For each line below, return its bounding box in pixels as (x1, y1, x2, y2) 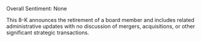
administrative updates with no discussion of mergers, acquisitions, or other (6, 23, 195, 30)
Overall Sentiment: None (6, 5, 68, 12)
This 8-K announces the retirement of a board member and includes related (6, 17, 194, 23)
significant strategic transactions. (6, 29, 89, 36)
